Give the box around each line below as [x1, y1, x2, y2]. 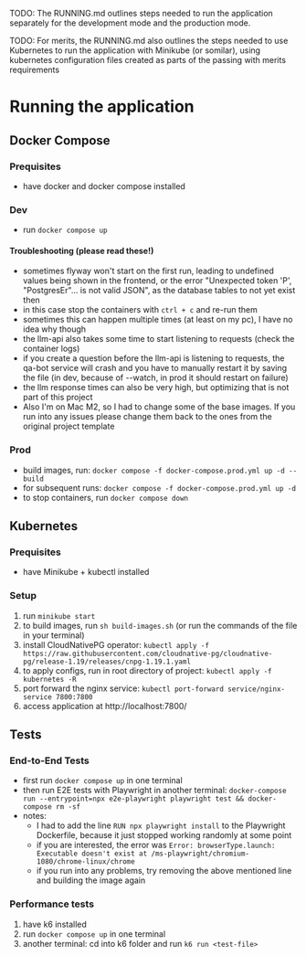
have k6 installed [22, 919, 87, 929]
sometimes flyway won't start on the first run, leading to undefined [22, 265, 274, 277]
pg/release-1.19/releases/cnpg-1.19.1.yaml [22, 657, 192, 666]
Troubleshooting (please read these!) [9, 245, 154, 256]
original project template [22, 420, 115, 432]
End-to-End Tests [9, 754, 90, 767]
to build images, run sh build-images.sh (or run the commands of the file [22, 620, 298, 631]
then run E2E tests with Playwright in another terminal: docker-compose [22, 785, 287, 796]
